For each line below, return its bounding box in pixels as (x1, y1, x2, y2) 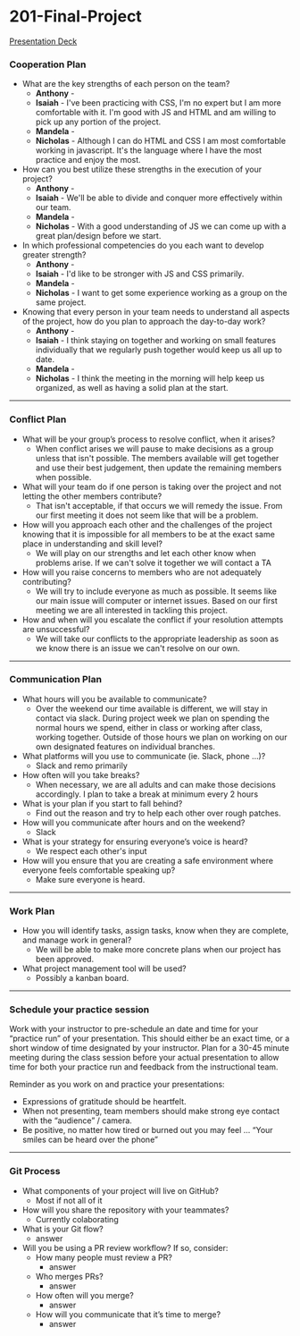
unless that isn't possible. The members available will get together (35, 452, 279, 463)
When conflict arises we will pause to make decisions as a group (35, 443, 274, 453)
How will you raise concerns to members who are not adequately (21, 566, 262, 578)
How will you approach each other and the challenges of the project (21, 519, 272, 529)
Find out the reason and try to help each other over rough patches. (35, 808, 281, 818)
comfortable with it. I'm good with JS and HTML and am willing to (35, 107, 277, 118)
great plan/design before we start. (35, 231, 162, 241)
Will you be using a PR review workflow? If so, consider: (21, 1242, 229, 1253)
